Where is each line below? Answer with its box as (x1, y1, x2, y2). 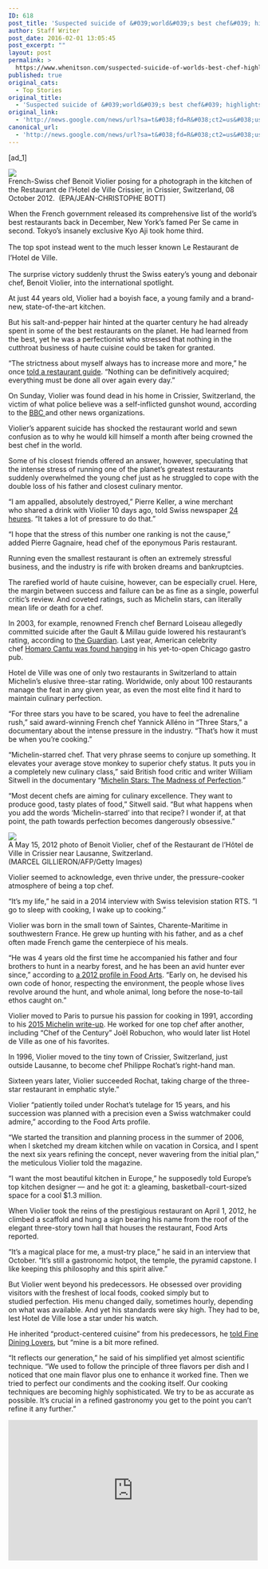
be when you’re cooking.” (8, 734, 93, 744)
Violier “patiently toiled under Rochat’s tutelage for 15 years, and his (8, 1099, 231, 1109)
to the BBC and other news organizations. (8, 407, 145, 417)
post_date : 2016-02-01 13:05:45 (8, 34, 116, 42)
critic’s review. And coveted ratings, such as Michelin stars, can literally (8, 594, 242, 604)
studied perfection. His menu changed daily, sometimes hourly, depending (8, 1296, 254, 1306)
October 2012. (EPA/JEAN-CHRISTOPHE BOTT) (8, 193, 166, 202)
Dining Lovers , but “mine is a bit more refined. (8, 1337, 160, 1347)
